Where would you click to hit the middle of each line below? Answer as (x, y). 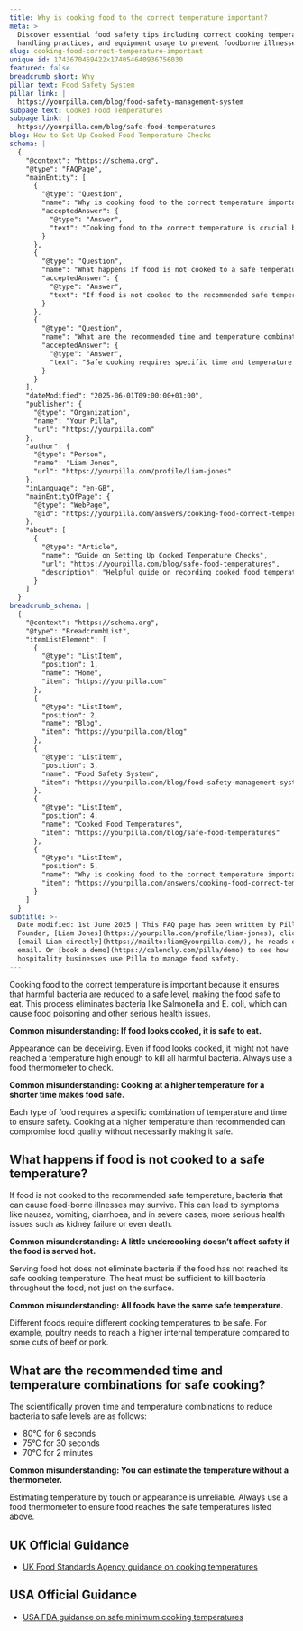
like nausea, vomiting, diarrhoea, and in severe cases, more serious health (147, 1214)
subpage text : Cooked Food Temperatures (87, 110)
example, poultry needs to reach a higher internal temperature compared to (150, 1333)
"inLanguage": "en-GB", (70, 488)
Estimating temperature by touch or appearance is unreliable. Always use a (149, 1497)
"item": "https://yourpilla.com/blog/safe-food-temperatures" (161, 832)
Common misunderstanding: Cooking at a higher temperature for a (137, 1084)
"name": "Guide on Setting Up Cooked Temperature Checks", (155, 555)
